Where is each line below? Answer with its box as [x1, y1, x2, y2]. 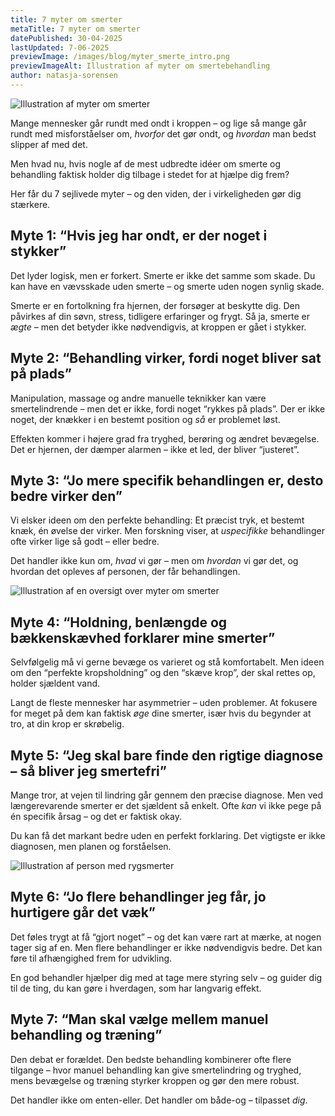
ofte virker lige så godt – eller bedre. [10, 536, 160, 548]
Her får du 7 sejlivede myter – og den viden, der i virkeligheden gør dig [10, 187, 302, 200]
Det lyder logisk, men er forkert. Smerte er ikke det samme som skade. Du [10, 269, 316, 281]
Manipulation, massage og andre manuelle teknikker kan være [10, 392, 267, 404]
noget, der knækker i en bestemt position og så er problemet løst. [10, 413, 281, 425]
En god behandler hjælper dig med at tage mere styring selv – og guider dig [10, 971, 323, 983]
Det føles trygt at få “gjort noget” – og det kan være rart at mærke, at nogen [10, 931, 322, 943]
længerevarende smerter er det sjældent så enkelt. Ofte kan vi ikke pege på [10, 799, 322, 811]
